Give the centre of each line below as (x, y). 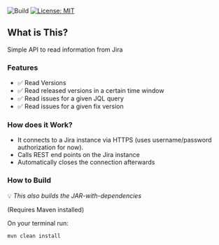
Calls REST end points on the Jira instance (78, 155)
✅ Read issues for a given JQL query (71, 98)
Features (23, 68)
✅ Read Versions (42, 83)
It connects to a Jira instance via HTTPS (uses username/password (114, 140)
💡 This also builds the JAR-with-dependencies (75, 195)
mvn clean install (34, 236)
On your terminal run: (38, 223)
